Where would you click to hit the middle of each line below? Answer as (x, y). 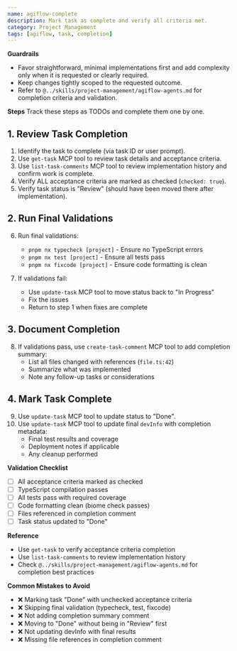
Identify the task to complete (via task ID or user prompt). (101, 151)
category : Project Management (52, 27)
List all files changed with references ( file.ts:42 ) (101, 361)
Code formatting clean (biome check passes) (84, 505)
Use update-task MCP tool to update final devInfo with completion (114, 424)
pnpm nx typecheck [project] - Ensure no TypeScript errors (116, 249)
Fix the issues (48, 300)
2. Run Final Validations (60, 218)
